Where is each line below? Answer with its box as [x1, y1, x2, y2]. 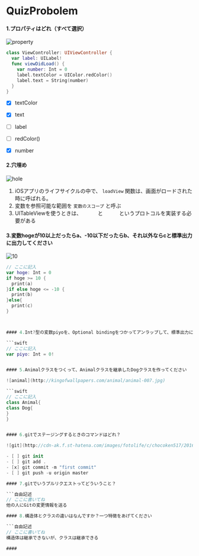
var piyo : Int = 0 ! [6, 351, 54, 357]
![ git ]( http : [6, 443, 38, 449]
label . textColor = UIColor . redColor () [17, 72, 113, 78]
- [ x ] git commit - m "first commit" [6, 464, 97, 470]
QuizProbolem [6, 4, 78, 18]
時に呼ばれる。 [14, 195, 52, 202]
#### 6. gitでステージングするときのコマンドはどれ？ [6, 432, 121, 438]
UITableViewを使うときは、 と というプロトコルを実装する [14, 209, 187, 217]
